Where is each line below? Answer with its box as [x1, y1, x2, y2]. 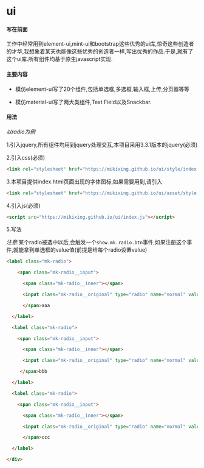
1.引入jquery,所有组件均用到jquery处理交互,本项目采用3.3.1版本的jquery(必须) [6, 141, 198, 148]
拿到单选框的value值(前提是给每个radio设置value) [24, 246, 148, 253]
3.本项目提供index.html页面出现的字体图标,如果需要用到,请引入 [6, 178, 163, 185]
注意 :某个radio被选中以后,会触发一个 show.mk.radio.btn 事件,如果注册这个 [6, 239, 187, 246]
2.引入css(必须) [6, 154, 46, 161]
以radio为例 [6, 128, 36, 135]
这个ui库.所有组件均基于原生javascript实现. [6, 55, 113, 63]
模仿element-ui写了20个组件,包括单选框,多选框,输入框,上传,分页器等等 [15, 85, 190, 93]
